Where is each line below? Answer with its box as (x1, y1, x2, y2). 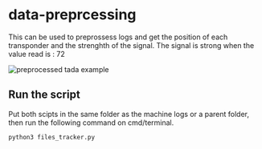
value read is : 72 (8, 49, 66, 58)
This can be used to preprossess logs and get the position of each (8, 32, 228, 42)
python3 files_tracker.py (8, 133, 95, 141)
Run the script (8, 88, 80, 102)
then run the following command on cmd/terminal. (8, 118, 174, 127)
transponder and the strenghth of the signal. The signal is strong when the (8, 40, 255, 50)
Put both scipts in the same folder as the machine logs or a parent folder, (8, 109, 249, 119)
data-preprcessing (8, 6, 137, 24)
